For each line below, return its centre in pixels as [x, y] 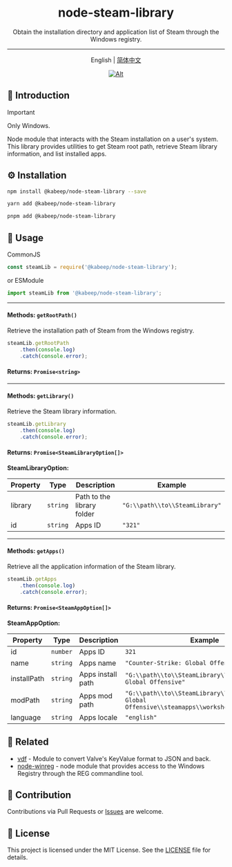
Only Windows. [29, 125]
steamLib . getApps [32, 579]
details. [18, 857]
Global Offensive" [155, 682]
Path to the [93, 496]
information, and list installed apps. [57, 153]
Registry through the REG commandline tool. [80, 773]
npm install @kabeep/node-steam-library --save [77, 192]
